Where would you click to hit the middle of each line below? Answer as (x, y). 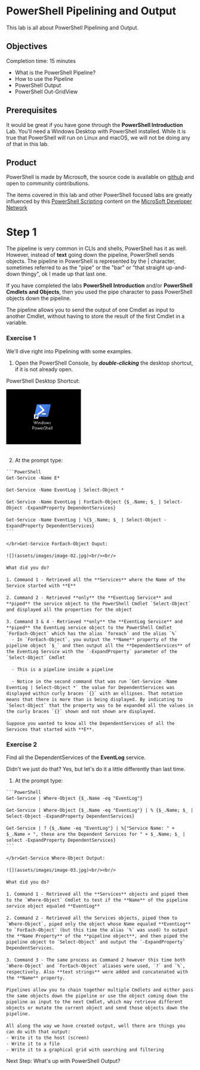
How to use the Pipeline (44, 78)
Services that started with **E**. (50, 729)
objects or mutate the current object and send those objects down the (97, 1008)
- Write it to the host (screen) (48, 1038)
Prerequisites (32, 110)
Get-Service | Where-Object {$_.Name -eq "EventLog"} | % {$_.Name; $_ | (100, 810)
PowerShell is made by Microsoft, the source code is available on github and (100, 177)
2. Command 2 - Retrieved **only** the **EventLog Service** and (89, 598)
